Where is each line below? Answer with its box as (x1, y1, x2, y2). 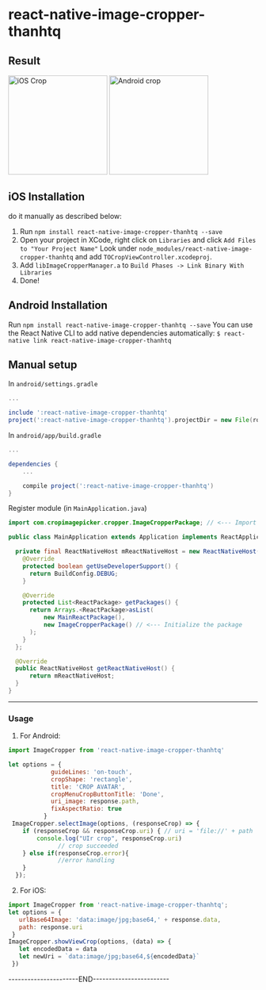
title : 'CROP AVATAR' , (50, 783, 126, 791)
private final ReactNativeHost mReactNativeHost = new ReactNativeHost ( (15, 547, 260, 556)
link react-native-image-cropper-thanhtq (32, 336, 172, 344)
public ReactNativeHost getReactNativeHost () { (15, 665, 176, 673)
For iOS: (19, 886, 47, 896)
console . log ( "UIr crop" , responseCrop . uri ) (36, 835, 182, 842)
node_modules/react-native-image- (139, 244, 253, 253)
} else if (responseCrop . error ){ (22, 849, 129, 858)
